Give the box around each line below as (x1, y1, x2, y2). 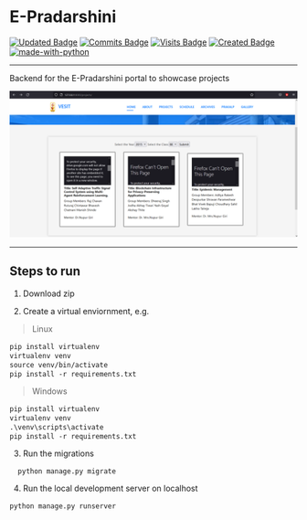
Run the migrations (22, 448, 94, 459)
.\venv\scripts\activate (9, 422, 104, 431)
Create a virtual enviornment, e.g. (22, 305, 150, 316)
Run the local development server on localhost (22, 483, 198, 493)
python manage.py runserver (9, 501, 117, 511)
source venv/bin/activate (9, 360, 108, 369)
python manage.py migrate (17, 466, 117, 476)
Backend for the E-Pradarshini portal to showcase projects (9, 72, 230, 83)
